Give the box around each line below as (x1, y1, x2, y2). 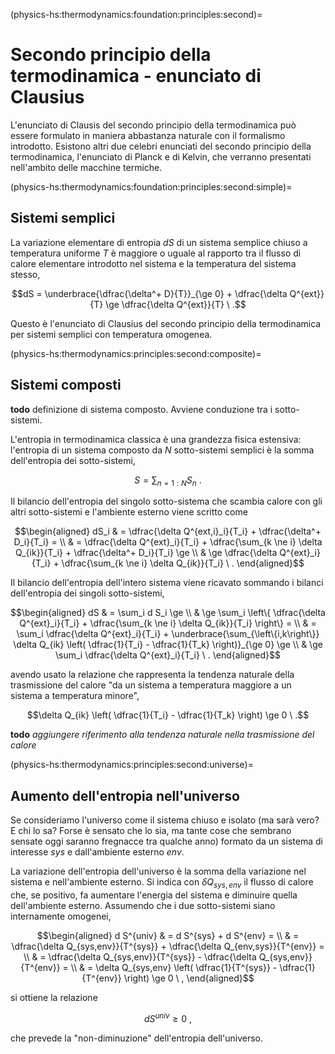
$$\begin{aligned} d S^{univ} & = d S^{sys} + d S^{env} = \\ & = (36, 929, 300, 941)
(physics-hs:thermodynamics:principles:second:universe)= (10, 759, 254, 771)
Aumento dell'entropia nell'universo (10, 787, 240, 804)
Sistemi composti (10, 377, 122, 394)
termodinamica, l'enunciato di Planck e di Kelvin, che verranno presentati (10, 150, 312, 163)
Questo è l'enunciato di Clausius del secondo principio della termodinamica (10, 317, 322, 329)
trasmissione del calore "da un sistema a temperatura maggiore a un (10, 679, 292, 691)
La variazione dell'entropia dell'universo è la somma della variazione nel (10, 865, 307, 878)
